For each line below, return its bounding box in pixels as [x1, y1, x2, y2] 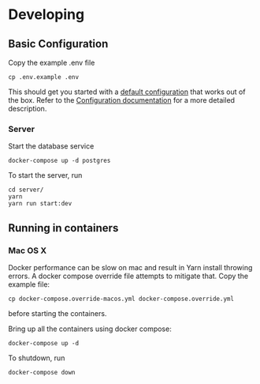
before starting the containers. [8, 308, 107, 318]
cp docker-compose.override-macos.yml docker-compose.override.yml [8, 295, 235, 303]
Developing [8, 6, 85, 24]
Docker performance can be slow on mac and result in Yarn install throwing [8, 262, 253, 272]
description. [8, 104, 47, 113]
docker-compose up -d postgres [8, 156, 111, 165]
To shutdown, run [8, 353, 65, 363]
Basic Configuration [8, 37, 109, 51]
